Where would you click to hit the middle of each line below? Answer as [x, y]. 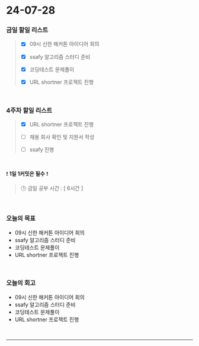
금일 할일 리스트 [27, 30]
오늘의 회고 [21, 283]
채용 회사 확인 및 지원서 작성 [62, 137]
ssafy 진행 [42, 150]
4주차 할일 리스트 [29, 110]
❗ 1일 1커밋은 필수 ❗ [27, 174]
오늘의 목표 [21, 218]
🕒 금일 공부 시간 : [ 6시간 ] [52, 188]
